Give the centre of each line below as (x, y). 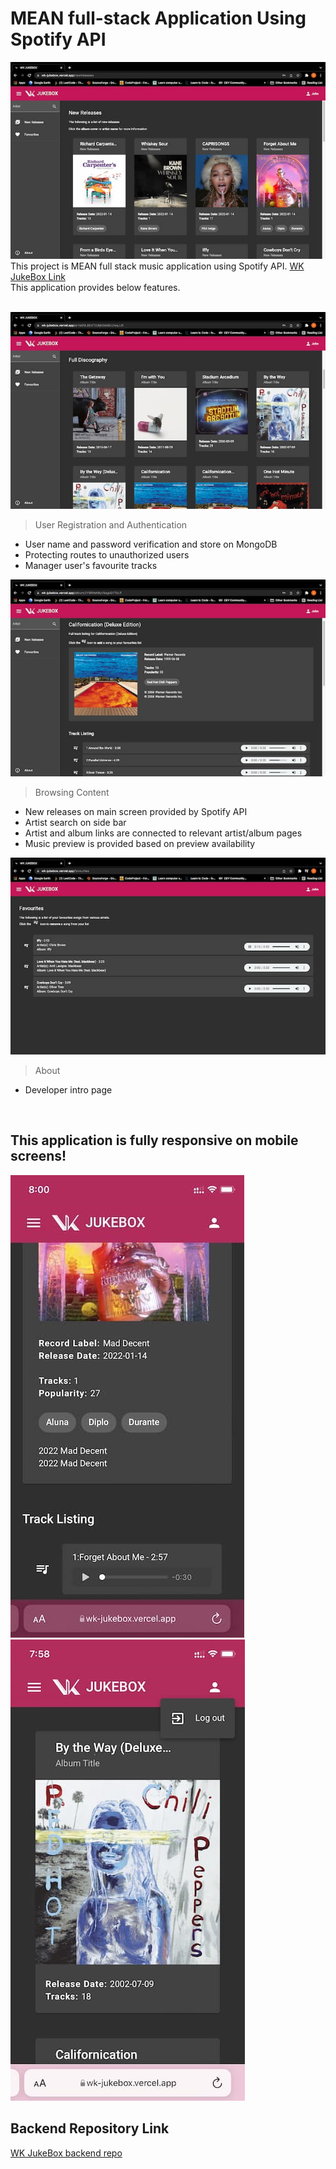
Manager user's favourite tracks (91, 565)
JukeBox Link (38, 276)
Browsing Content (72, 792)
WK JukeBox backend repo (66, 2153)
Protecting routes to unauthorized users (107, 554)
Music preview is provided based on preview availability (140, 843)
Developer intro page (68, 1089)
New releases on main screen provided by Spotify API (136, 811)
